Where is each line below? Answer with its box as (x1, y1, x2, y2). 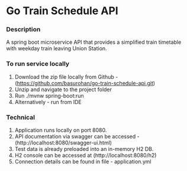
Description (6, 25, 41, 34)
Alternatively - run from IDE (14, 98, 82, 105)
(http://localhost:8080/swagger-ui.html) (14, 139, 112, 146)
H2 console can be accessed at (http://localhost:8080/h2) (14, 152, 157, 159)
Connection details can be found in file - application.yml (14, 158, 152, 165)
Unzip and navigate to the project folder (14, 86, 112, 93)
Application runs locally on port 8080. (14, 127, 107, 134)
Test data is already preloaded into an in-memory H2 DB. (14, 146, 154, 153)
